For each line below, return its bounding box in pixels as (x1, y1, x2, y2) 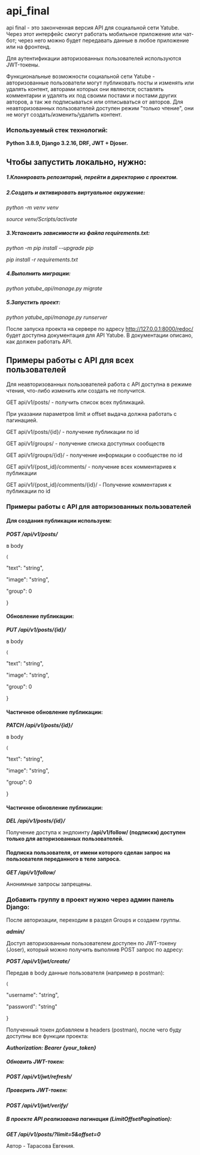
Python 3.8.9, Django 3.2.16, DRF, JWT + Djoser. (6, 140, 129, 147)
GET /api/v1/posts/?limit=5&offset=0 (6, 1130, 101, 1138)
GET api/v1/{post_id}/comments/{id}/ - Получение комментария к (6, 481, 172, 488)
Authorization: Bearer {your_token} (6, 1044, 97, 1051)
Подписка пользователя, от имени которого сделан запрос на (6, 849, 171, 857)
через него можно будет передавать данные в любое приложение (17, 37, 189, 44)
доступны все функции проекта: (6, 1032, 89, 1039)
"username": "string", (6, 991, 59, 999)
